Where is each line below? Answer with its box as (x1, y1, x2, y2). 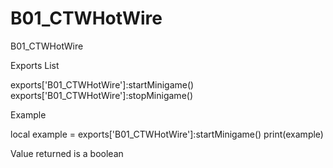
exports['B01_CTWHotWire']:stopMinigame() (10, 89, 194, 101)
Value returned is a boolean (10, 147, 124, 159)
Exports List (10, 59, 60, 71)
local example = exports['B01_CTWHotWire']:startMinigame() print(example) (10, 128, 324, 140)
